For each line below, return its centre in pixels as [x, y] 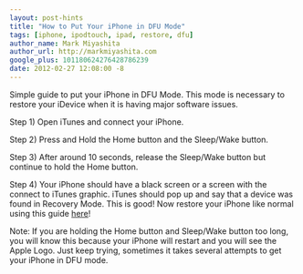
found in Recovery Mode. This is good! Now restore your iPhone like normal [151, 203]
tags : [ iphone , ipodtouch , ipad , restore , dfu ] [102, 35]
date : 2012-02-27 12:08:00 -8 [67, 69]
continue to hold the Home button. [74, 167]
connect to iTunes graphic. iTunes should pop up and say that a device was [151, 194]
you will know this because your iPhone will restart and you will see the [143, 240]
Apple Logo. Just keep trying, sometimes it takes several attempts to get [146, 250]
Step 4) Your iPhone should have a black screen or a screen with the [138, 184]
